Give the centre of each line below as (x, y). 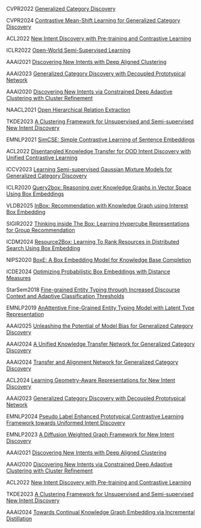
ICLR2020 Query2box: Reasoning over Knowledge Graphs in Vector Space (99, 187)
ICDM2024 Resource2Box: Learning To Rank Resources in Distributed (93, 242)
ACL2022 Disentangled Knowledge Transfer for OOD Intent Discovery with (99, 151)
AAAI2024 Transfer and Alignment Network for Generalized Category (92, 362)
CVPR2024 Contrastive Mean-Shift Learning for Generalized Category (93, 20)
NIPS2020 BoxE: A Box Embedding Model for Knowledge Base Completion (99, 260)
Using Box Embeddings (35, 194)
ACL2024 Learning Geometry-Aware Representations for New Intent (91, 380)
